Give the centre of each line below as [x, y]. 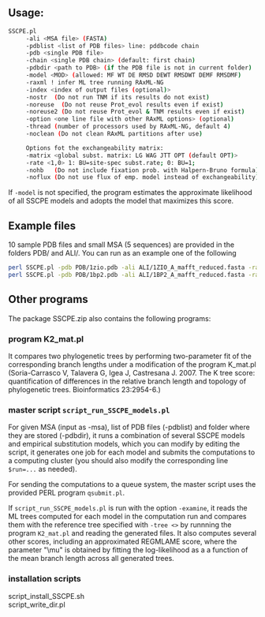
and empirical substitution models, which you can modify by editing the [124, 444]
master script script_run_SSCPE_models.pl [89, 409]
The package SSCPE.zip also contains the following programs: [110, 318]
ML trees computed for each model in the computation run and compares [127, 517]
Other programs [48, 299]
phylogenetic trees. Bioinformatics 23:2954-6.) [85, 389]
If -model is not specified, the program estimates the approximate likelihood [130, 193]
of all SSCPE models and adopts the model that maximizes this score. [121, 201]
